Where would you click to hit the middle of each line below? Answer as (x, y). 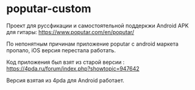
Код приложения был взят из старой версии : (66, 62)
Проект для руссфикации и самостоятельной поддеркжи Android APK (97, 26)
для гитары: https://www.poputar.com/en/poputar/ (70, 32)
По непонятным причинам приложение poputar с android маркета (92, 44)
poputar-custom (49, 9)
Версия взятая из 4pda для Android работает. (66, 80)
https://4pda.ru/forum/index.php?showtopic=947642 (73, 68)
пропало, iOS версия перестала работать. (61, 50)
